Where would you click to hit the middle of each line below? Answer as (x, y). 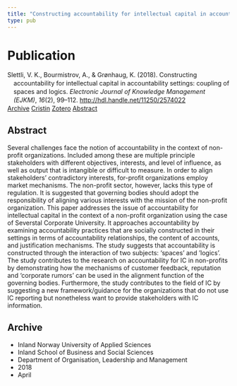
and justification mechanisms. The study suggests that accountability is (111, 245)
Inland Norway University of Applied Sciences (84, 344)
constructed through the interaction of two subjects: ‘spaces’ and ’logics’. (114, 252)
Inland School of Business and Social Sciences (85, 352)
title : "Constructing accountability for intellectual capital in (107, 14)
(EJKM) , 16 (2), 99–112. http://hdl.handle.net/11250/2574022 (100, 100)
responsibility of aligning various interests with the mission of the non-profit (117, 200)
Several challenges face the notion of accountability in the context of (108, 147)
